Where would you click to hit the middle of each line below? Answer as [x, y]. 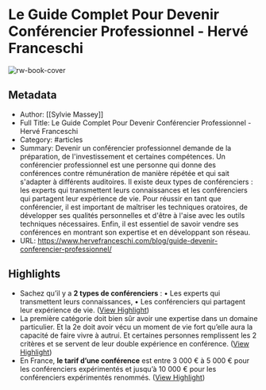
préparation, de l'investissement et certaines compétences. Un [123, 156]
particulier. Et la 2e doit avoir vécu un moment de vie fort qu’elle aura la [136, 327]
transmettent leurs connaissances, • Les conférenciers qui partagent [133, 301]
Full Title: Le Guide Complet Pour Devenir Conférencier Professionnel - [135, 122]
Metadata [33, 96]
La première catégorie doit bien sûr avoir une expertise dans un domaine [139, 318]
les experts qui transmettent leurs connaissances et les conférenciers [133, 190]
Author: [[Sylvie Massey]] [62, 114]
